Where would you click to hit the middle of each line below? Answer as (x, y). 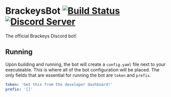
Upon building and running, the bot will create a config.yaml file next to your (86, 64)
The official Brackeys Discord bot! (41, 36)
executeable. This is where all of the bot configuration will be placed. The (82, 69)
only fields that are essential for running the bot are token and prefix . (78, 75)
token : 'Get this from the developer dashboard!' (59, 84)
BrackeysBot (33, 11)
